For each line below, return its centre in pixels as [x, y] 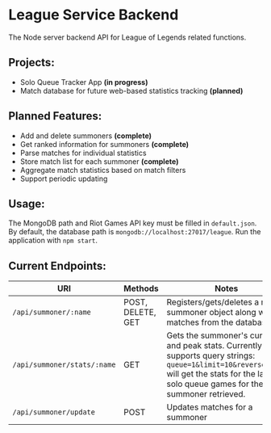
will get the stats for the [211, 374]
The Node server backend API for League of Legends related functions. [127, 37]
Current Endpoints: [57, 265]
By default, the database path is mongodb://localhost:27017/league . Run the [135, 232]
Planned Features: [55, 116]
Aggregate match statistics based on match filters [103, 170]
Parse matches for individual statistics [83, 153]
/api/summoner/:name [52, 312]
